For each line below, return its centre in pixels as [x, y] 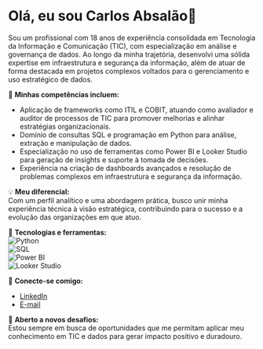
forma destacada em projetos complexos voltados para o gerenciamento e [129, 71]
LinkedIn [33, 296]
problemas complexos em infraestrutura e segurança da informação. [130, 176]
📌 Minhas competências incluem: [64, 94]
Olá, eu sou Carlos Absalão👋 [102, 16]
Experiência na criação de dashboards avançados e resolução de [125, 168]
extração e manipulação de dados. [75, 143]
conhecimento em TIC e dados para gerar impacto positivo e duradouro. [125, 336]
